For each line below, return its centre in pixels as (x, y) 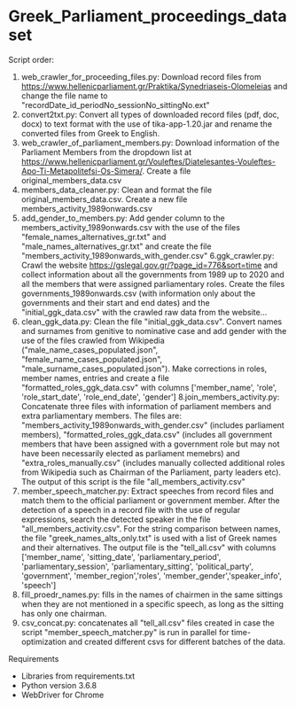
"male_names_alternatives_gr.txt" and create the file (116, 246)
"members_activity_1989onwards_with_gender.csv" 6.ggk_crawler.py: (148, 255)
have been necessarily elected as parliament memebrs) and (130, 453)
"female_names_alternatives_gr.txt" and (93, 237)
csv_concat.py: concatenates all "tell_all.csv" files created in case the (148, 623)
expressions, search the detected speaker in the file (116, 519)
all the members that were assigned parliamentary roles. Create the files (153, 284)
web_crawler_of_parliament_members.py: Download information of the (150, 143)
